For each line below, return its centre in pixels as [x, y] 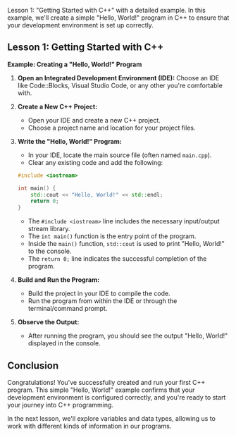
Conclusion [33, 365]
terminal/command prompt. [68, 309]
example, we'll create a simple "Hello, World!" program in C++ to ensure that [118, 18]
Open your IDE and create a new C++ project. [94, 120]
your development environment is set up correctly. [80, 25]
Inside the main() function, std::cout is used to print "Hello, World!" [126, 244]
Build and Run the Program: [58, 280]
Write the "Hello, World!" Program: [69, 141]
